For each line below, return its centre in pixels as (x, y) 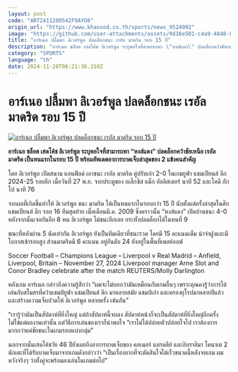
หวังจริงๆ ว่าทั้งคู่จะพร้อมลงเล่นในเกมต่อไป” (58, 360)
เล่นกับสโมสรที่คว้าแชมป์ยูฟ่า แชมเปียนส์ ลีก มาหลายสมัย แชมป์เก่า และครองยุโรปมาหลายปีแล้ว (116, 292)
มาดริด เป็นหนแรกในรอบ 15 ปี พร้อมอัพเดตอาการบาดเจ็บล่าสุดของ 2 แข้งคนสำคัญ (102, 159)
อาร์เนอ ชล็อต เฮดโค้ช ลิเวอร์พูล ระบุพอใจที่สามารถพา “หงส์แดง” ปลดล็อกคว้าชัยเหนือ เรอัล (112, 151)
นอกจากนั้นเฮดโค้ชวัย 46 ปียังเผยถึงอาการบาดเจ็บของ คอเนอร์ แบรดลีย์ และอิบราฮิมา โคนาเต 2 (118, 344)
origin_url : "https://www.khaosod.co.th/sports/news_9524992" (101, 27)
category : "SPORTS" (37, 54)
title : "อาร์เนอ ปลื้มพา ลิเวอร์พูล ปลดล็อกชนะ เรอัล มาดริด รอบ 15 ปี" (90, 40)
